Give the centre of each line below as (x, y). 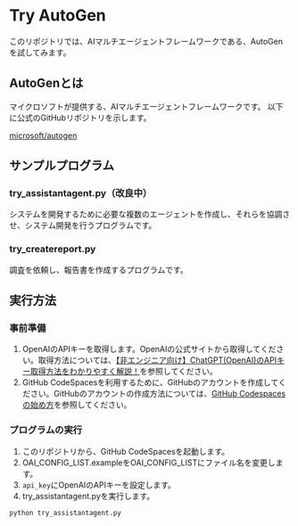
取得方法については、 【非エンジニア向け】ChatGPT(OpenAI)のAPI (157, 360)
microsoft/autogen (43, 136)
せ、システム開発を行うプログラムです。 (83, 226)
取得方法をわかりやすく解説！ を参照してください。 (124, 372)
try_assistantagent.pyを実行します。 (88, 496)
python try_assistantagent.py (66, 513)
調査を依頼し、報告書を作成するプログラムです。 (99, 269)
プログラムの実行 (46, 431)
